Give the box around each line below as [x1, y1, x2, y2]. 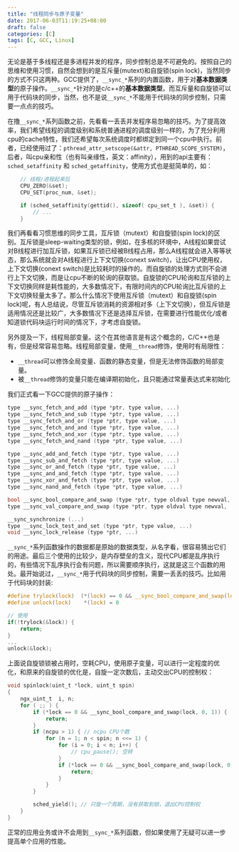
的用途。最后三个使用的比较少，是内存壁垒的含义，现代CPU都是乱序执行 [7, 551, 221, 560]
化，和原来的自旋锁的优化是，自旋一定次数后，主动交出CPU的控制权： [7, 667, 214, 677]
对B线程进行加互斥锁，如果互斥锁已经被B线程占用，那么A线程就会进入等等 [7, 246, 225, 255]
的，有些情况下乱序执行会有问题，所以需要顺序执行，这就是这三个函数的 [7, 561, 219, 569]
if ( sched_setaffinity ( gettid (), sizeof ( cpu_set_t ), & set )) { [20, 202, 215, 209]
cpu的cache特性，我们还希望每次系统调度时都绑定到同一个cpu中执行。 [7, 135, 216, 143]
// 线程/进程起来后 [20, 176, 70, 183]
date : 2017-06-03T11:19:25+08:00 [7, 17, 107, 24]
